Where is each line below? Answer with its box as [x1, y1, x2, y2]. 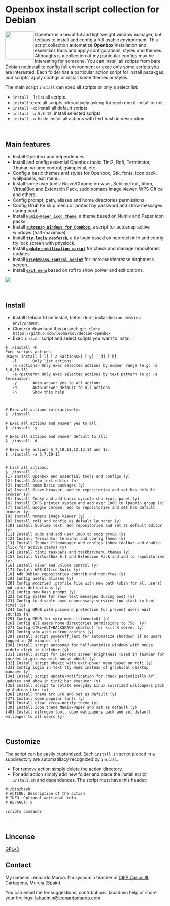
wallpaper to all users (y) [5, 714, 65, 719]
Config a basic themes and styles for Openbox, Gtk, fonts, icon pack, [12, 170, 157, 176]
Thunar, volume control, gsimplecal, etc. [12, 164, 97, 171]
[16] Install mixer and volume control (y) [5, 563, 99, 568]
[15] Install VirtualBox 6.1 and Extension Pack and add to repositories [5, 554, 165, 559]
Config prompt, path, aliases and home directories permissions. [12, 197, 146, 203]
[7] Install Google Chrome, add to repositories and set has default [5, 505, 156, 510]
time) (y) [5, 603, 26, 608]
